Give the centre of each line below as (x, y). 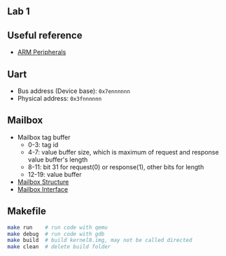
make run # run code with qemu (58, 227)
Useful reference (45, 35)
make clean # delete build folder (59, 247)
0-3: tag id (43, 144)
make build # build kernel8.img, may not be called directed (100, 241)
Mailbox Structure (43, 182)
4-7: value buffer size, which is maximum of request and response (123, 152)
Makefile (27, 212)
